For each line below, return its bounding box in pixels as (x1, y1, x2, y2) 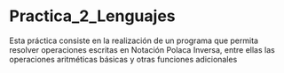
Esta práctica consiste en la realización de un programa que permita (9, 35, 259, 46)
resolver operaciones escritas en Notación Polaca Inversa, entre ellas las (9, 44, 275, 55)
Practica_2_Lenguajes (9, 6, 176, 26)
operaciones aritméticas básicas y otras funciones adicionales (9, 54, 238, 64)
